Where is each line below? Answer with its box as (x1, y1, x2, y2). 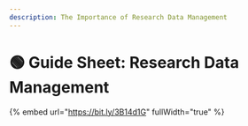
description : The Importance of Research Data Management (9, 12, 228, 22)
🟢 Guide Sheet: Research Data (9, 52, 239, 72)
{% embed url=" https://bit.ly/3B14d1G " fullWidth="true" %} (9, 107, 225, 117)
